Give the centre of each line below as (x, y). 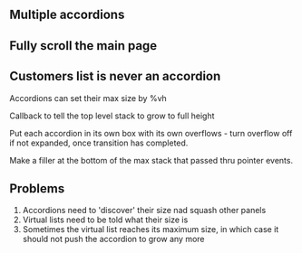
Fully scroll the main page (83, 46)
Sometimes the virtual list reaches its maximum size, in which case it (151, 230)
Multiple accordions (67, 15)
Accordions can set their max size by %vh (88, 98)
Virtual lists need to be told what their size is (105, 220)
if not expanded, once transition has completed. (99, 143)
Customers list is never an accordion (115, 76)
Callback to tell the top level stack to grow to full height (112, 116)
